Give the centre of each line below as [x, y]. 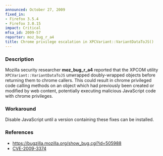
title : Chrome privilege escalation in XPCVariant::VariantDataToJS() [80, 42]
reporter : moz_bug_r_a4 [30, 38]
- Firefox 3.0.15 [23, 23]
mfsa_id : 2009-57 [23, 33]
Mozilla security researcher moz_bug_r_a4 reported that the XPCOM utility [82, 70]
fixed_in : [15, 14]
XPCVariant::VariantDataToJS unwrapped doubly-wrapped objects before [81, 75]
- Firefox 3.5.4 [22, 19]
